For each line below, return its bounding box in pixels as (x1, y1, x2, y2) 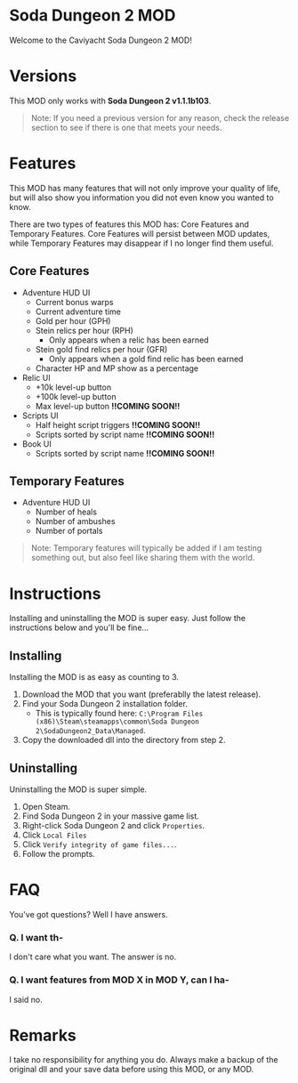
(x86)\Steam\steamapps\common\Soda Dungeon (35, 717, 200, 726)
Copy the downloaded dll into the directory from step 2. (21, 735, 226, 746)
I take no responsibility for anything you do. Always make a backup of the (9, 1055, 278, 1065)
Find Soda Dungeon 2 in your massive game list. (21, 811, 200, 821)
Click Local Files (21, 829, 87, 840)
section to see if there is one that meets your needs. (30, 122, 222, 133)
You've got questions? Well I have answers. (9, 909, 168, 919)
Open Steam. (21, 802, 71, 812)
